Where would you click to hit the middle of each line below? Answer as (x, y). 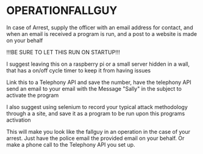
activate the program (33, 95)
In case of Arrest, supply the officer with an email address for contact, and (100, 27)
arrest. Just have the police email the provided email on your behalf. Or (95, 138)
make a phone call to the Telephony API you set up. (71, 144)
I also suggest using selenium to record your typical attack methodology (97, 107)
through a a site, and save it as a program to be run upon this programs (96, 113)
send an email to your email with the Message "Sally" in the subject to (94, 88)
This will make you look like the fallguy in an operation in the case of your (98, 131)
